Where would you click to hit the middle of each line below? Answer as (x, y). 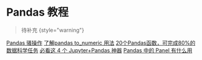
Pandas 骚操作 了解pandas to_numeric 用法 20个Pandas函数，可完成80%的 (101, 43)
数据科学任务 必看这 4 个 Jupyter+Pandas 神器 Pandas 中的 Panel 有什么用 (99, 50)
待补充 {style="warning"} (53, 30)
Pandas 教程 (37, 12)
